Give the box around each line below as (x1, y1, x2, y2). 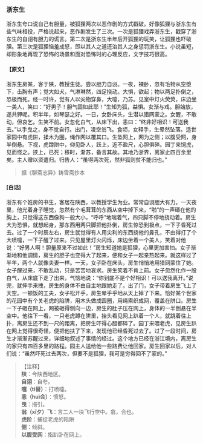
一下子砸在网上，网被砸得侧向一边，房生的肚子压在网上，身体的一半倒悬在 (6, 304, 192, 311)
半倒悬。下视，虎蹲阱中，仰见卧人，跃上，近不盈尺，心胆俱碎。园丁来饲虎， (6, 141, 197, 148)
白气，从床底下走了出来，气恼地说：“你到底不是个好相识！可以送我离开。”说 (6, 274, 194, 281)
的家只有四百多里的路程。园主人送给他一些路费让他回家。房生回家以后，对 (6, 342, 192, 350)
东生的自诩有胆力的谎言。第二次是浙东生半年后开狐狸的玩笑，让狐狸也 (6, 35, 181, 43)
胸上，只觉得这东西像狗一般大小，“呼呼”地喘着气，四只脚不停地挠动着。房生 (6, 213, 196, 220)
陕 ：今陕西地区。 (21, 370, 64, 377)
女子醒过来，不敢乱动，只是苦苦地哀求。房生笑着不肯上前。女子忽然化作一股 (6, 267, 197, 274)
